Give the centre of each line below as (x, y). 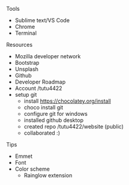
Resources (19, 45)
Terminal (26, 33)
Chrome (25, 27)
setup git (26, 95)
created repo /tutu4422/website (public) (74, 126)
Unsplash (27, 69)
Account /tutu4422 (38, 88)
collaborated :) (42, 133)
